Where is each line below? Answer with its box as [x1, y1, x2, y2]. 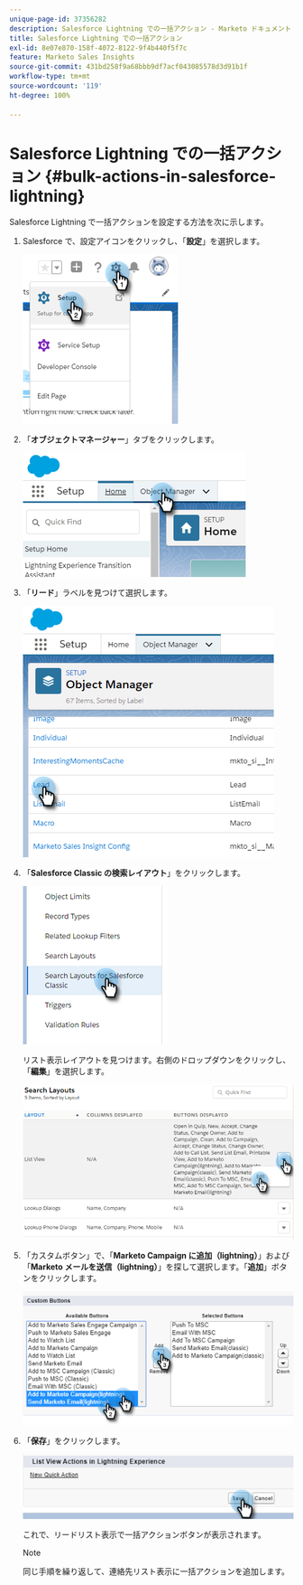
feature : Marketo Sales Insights [9, 52, 135, 62]
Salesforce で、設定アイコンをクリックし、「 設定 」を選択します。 [22, 236, 265, 247]
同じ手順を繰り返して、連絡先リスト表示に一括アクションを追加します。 [22, 1565, 290, 1577]
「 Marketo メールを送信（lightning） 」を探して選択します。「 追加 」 [22, 1261, 272, 1272]
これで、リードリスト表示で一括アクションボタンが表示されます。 [22, 1529, 266, 1540]
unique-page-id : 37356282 [9, 14, 106, 24]
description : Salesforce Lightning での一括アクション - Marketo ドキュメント [9, 24, 291, 33]
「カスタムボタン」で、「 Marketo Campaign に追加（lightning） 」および [22, 1250, 290, 1260]
